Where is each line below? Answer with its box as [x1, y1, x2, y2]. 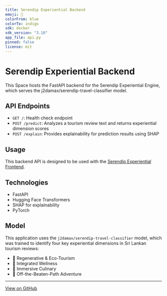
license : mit [5, 44, 32, 49]
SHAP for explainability [12, 202, 60, 208]
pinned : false [5, 40, 35, 45]
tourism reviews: [5, 245, 39, 251]
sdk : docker [5, 26, 30, 31]
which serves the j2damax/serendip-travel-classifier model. [5, 88, 128, 94]
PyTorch [12, 207, 30, 213]
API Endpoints [5, 101, 50, 110]
